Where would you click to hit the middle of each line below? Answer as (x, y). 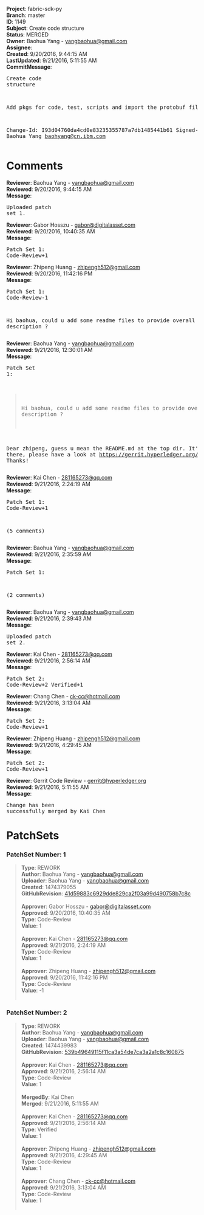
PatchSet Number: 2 (37, 1013)
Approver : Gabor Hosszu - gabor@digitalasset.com (86, 907)
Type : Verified (39, 1129)
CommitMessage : (29, 67)
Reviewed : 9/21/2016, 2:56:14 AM (49, 660)
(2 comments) (26, 595)
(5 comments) (26, 531)
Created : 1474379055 (49, 887)
